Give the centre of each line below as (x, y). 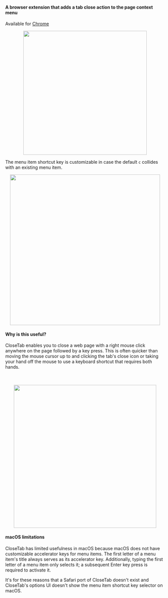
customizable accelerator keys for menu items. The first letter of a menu (80, 554)
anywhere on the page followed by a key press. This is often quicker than (81, 351)
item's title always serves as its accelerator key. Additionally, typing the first (84, 559)
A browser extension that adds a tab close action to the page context (79, 7)
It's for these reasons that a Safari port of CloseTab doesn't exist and (77, 580)
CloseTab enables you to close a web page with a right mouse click (75, 345)
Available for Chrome (27, 24)
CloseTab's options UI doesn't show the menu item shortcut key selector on (84, 585)
